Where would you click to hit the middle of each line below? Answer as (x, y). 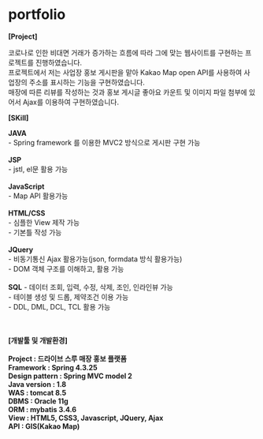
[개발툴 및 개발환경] (38, 340)
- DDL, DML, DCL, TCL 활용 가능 (59, 306)
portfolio (37, 15)
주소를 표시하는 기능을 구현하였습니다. (87, 82)
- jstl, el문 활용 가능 (38, 169)
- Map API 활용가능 (38, 196)
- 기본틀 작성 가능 (35, 232)
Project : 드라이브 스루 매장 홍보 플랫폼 (68, 358)
